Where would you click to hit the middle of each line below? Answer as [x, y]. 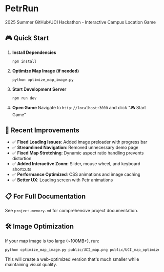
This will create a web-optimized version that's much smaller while [72, 259]
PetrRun [22, 9]
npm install [24, 61]
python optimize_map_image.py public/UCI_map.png [57, 250]
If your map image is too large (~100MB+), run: [52, 241]
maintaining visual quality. [31, 264]
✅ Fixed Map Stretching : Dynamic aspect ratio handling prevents [78, 153]
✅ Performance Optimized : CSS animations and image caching [76, 174]
